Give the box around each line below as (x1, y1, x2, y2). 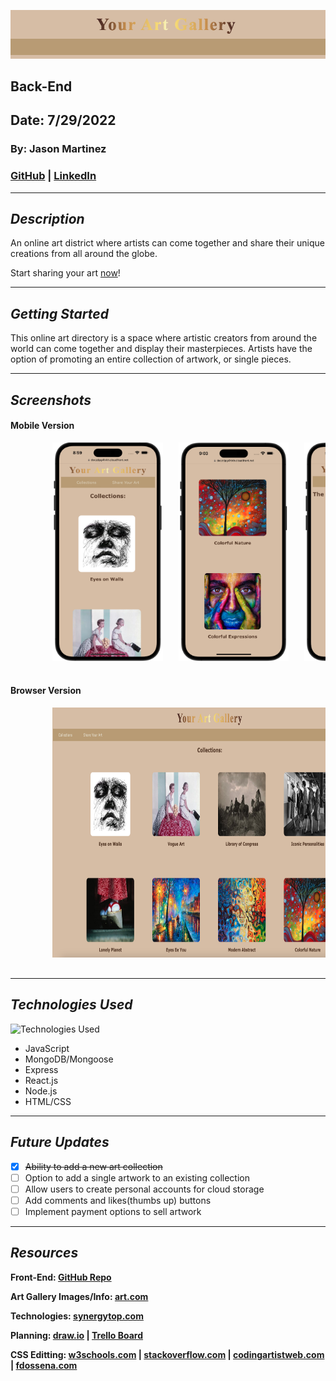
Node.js (24, 1085, 58, 1097)
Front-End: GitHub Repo (10, 1271, 112, 1283)
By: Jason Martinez (10, 142, 107, 156)
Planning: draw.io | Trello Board (10, 1329, 144, 1341)
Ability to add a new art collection (24, 1160, 163, 1172)
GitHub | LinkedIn (10, 169, 97, 183)
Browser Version (10, 685, 82, 697)
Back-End (10, 78, 73, 95)
